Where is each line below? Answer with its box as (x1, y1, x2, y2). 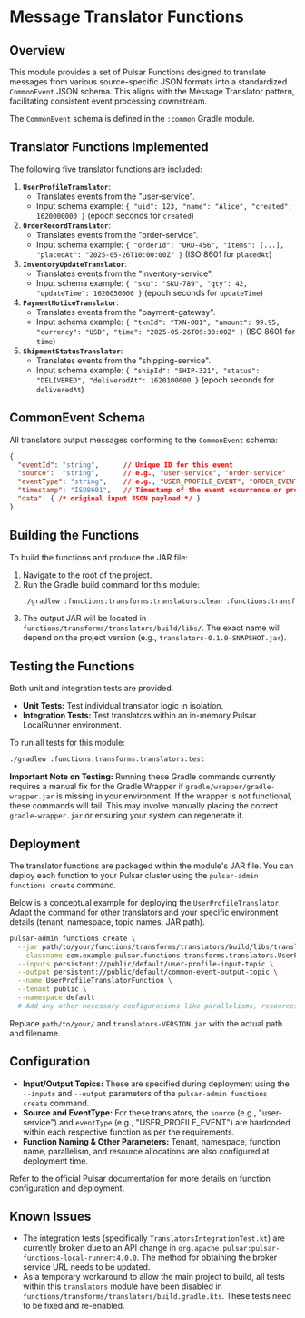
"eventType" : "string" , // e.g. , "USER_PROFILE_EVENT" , (17, 477, 246, 487)
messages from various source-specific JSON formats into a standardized (9, 76, 288, 87)
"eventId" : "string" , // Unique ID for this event (17, 461, 233, 470)
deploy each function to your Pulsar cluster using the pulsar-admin (9, 869, 259, 880)
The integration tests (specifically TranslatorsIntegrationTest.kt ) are (22, 1233, 286, 1244)
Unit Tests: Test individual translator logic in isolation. (22, 700, 224, 711)
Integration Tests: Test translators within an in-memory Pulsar (22, 710, 257, 721)
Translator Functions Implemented (9, 139, 209, 155)
